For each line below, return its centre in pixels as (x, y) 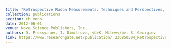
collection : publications (33, 14)
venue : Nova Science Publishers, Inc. (46, 28)
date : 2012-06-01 (24, 24)
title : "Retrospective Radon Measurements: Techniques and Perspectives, (85, 10)
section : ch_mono (24, 19)
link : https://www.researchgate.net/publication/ (59, 38)
